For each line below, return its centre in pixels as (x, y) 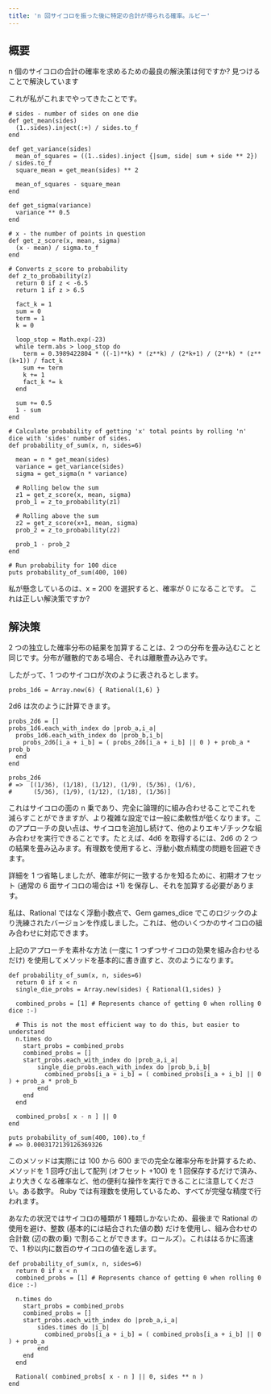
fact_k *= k (43, 382)
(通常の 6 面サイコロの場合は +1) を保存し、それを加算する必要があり (132, 886)
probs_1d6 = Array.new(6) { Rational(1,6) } (84, 691)
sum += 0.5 (34, 403)
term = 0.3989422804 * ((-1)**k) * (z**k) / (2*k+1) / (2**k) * (133, 354)
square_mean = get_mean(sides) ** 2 (77, 170)
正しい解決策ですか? (56, 599)
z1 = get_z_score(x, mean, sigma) (73, 495)
